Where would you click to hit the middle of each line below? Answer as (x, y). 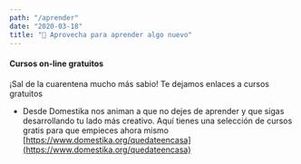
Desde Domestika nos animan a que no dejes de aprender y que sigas (153, 111)
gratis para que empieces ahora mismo (96, 130)
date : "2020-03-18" (46, 26)
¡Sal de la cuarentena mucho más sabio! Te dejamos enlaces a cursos (140, 83)
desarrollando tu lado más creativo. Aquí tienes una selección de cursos (157, 121)
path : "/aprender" (44, 18)
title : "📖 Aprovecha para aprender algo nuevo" (101, 34)
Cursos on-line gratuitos (57, 63)
